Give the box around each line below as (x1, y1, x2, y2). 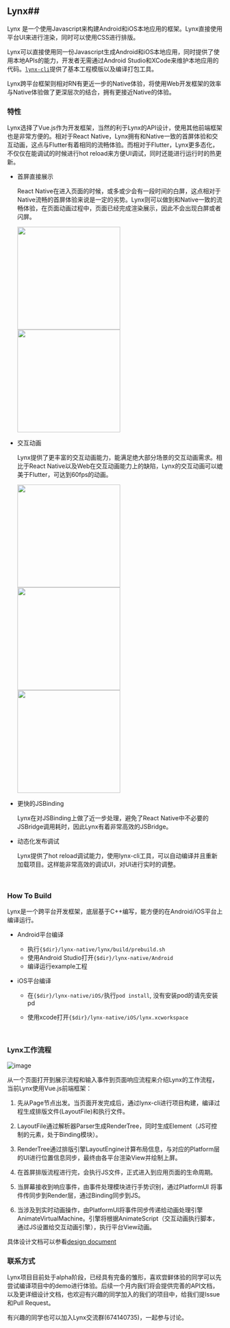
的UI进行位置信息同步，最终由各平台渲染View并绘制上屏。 (16, 1153, 181, 1161)
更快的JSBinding (16, 800, 64, 808)
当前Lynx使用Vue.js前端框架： (7, 1084, 92, 1092)
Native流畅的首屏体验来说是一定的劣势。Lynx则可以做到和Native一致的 (16, 195, 217, 204)
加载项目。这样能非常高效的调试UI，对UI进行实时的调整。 (16, 860, 180, 869)
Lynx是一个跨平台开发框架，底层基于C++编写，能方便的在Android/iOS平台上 (7, 907, 223, 915)
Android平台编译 (16, 931, 64, 939)
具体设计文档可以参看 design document (7, 1237, 116, 1246)
